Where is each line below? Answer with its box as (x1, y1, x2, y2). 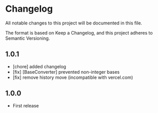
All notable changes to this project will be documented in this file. (5, 20, 143, 26)
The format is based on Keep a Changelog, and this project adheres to (5, 30, 153, 36)
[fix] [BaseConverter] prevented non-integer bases (12, 69, 120, 75)
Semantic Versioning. (5, 35, 50, 41)
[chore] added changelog (12, 63, 66, 69)
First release (12, 102, 39, 108)
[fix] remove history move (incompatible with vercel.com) (12, 74, 134, 80)
